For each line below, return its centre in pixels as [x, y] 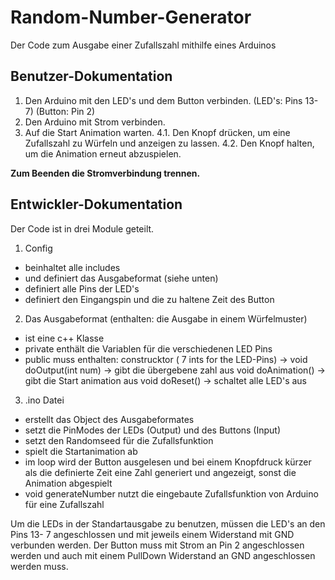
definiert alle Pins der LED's [82, 288]
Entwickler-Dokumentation [96, 204]
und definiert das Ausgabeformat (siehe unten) [121, 278]
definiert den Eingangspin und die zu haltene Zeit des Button [149, 299]
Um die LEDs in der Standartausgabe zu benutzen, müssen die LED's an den [168, 523]
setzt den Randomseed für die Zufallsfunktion [119, 440]
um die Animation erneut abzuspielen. [103, 153]
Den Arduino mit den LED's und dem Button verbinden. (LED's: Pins [163, 100]
